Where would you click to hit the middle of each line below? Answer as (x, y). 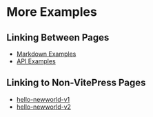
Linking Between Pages (58, 38)
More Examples (52, 12)
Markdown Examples (46, 54)
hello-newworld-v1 (43, 99)
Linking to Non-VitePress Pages (76, 83)
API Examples (36, 61)
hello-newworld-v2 (44, 107)
